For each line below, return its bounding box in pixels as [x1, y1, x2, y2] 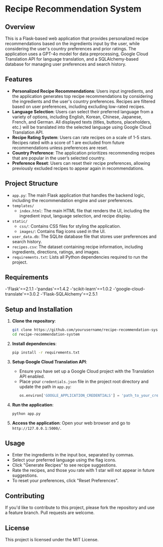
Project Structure [5, 179, 58, 188]
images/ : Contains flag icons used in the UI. [19, 228, 106, 234]
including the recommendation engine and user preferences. [12, 197, 133, 203]
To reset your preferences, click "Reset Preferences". [12, 478, 119, 484]
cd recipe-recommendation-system [12, 332, 80, 337]
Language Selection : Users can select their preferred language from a [12, 109, 154, 114]
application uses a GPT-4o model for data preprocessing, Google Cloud [5, 51, 148, 57]
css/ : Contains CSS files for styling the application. [19, 223, 121, 229]
